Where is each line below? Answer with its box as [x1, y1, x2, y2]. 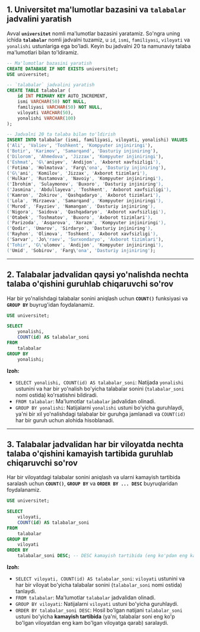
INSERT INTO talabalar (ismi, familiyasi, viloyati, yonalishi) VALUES [7, 137, 188, 143]
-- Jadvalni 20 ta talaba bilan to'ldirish [7, 131, 116, 137]
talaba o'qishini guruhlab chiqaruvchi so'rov [7, 279, 174, 289]
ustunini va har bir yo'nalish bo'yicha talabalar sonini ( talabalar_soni [15, 385, 185, 392]
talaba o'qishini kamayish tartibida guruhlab [7, 448, 174, 458]
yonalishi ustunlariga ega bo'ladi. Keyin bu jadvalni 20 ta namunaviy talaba [7, 42, 191, 49]
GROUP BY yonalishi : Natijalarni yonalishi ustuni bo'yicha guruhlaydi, [15, 404, 184, 411]
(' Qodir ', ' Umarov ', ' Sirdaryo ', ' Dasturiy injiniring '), [7, 225, 153, 231]
